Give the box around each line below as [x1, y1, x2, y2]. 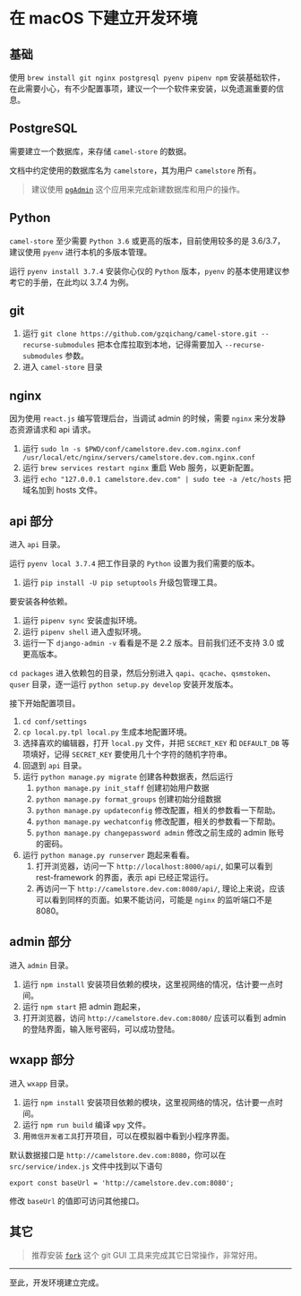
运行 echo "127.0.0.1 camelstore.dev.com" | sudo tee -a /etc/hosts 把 [21, 474, 292, 485]
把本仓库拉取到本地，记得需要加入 [97, 339, 223, 350]
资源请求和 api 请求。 [16, 425, 96, 435]
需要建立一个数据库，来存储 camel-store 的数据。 [9, 145, 192, 157]
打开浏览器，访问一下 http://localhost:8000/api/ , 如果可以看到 [35, 861, 273, 871]
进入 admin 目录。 [9, 959, 73, 970]
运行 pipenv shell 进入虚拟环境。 [21, 626, 146, 637]
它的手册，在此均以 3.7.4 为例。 [16, 277, 134, 288]
